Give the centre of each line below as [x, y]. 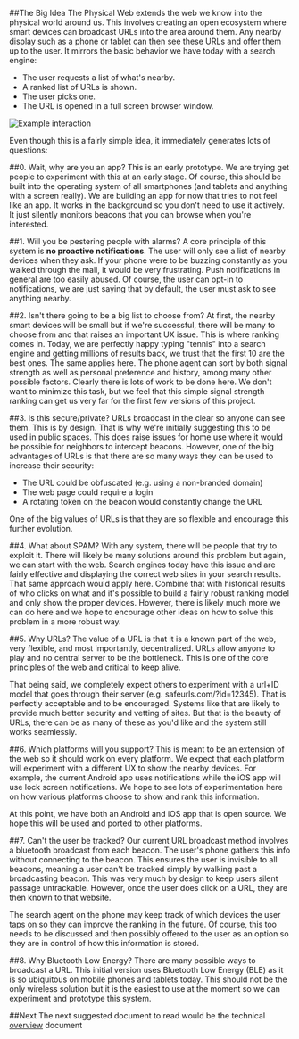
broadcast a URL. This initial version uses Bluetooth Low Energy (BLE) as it [146, 970]
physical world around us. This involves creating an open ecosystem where [148, 22]
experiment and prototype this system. [80, 998]
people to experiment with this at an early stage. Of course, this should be [145, 177]
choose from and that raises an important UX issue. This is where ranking [144, 334]
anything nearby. [40, 298]
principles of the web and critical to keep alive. [95, 667]
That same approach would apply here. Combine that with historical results [147, 584]
